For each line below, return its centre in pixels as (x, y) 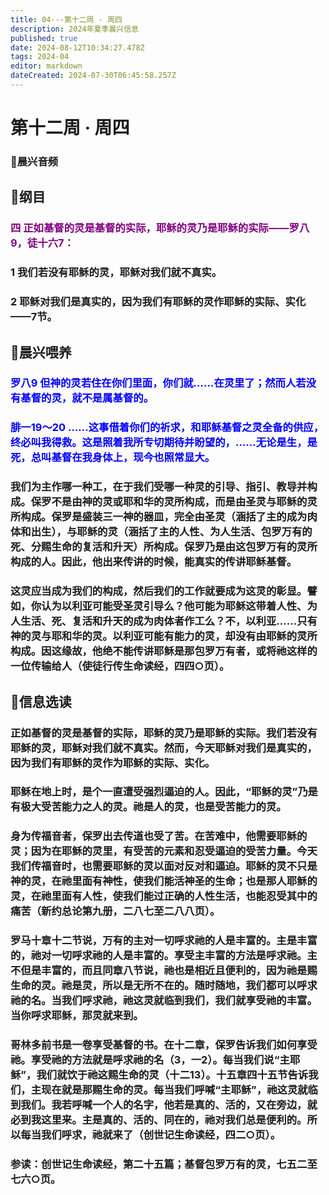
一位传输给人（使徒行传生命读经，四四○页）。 (120, 666)
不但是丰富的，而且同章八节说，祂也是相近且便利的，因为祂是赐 (164, 971)
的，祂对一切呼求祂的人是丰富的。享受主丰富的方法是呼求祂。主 (164, 956)
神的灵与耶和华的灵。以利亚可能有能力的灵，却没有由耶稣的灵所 (164, 636)
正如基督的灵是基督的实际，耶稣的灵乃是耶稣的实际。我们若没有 (164, 733)
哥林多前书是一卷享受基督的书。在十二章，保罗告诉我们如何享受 (164, 1045)
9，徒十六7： (42, 243)
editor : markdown (46, 66)
